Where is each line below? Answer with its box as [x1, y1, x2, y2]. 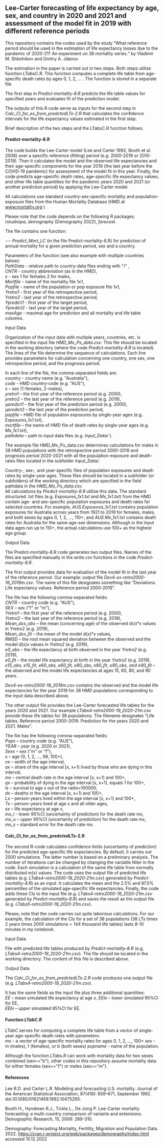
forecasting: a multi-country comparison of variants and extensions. [5, 1111, 142, 1116]
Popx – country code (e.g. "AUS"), [5, 738, 74, 744]
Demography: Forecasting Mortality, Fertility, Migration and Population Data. [5, 1125, 159, 1131]
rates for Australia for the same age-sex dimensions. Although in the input [5, 520, 154, 526]
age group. [5, 530, 27, 536]
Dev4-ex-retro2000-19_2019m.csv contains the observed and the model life [5, 682, 159, 688]
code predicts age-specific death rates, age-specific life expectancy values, [5, 174, 159, 180]
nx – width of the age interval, [5, 759, 65, 765]
